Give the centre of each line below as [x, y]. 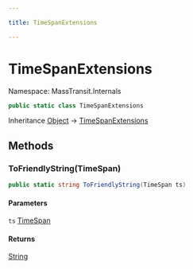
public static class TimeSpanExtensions [76, 105]
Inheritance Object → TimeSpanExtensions [78, 121]
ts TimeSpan [29, 220]
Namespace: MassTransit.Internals [65, 91]
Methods [31, 145]
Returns [22, 239]
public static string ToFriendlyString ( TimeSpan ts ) [97, 185]
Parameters [28, 203]
